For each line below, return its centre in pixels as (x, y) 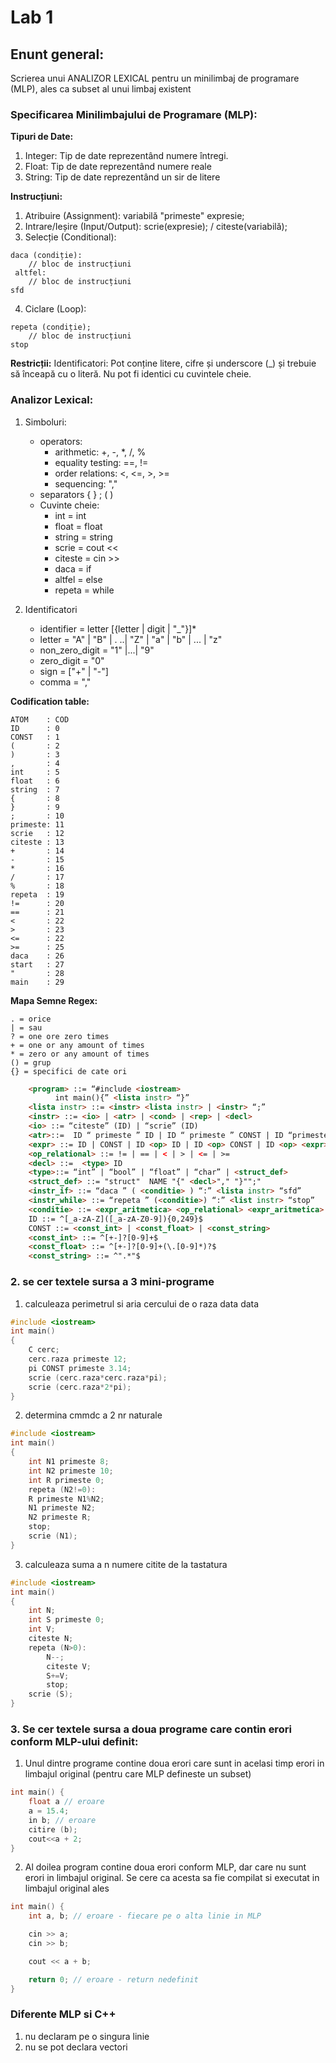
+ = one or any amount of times (77, 1045)
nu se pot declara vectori (76, 2047)
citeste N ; (51, 1639)
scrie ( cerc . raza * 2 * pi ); (80, 1387)
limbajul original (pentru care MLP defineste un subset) (138, 1774)
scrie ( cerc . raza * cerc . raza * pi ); (98, 1377)
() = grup (31, 1062)
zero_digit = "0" (72, 660)
